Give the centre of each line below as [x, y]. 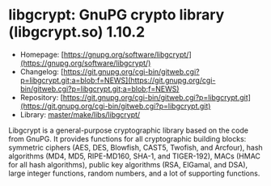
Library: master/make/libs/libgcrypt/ [80, 114]
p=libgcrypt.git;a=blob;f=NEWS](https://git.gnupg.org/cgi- [118, 80]
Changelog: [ [42, 71]
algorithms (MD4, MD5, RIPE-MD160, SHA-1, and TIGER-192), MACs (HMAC [135, 156]
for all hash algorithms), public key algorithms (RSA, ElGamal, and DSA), [128, 164]
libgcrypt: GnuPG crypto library [116, 15]
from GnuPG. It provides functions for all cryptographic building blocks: [127, 138]
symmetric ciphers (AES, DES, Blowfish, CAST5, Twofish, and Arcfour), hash [135, 147]
